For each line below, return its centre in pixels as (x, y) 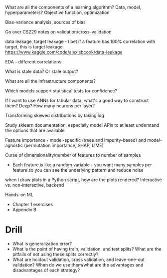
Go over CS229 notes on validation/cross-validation (58, 32)
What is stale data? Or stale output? (42, 71)
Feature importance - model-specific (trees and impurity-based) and (76, 140)
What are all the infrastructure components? (50, 81)
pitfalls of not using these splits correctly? (55, 254)
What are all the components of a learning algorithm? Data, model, (73, 7)
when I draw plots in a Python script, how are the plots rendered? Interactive (83, 180)
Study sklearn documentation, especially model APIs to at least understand (82, 125)
